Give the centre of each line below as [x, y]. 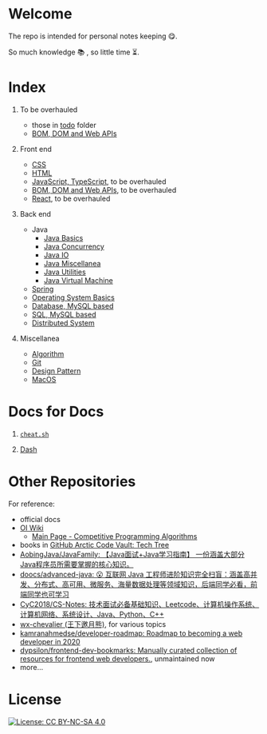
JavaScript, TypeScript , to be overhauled [99, 182]
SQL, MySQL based [64, 314]
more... [31, 667]
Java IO [56, 255]
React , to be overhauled [71, 198]
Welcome [40, 14]
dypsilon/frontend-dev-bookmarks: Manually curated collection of [128, 650]
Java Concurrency [74, 246]
